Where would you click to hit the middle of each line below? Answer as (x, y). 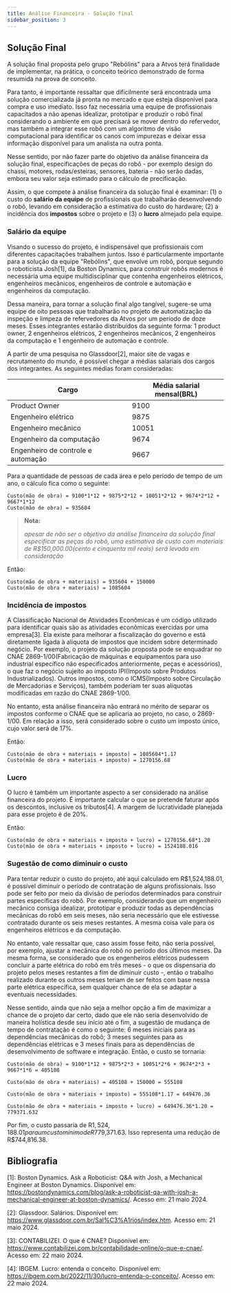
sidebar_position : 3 (37, 20)
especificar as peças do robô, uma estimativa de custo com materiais (123, 541)
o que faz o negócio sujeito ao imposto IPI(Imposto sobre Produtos (102, 671)
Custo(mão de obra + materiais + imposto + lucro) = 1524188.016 (102, 847)
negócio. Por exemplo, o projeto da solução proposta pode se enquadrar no (114, 649)
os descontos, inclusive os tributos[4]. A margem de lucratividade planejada (115, 807)
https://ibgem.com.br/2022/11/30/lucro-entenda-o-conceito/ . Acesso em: (111, 1276)
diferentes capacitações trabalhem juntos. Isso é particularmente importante (115, 254)
